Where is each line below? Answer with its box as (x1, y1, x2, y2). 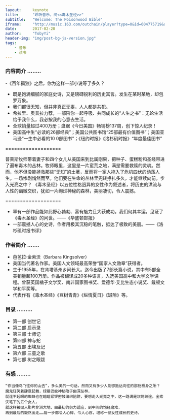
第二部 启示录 (12, 325, 41, 331)
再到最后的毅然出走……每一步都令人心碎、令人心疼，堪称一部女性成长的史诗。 (5, 410, 142, 415)
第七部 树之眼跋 (12, 357, 46, 363)
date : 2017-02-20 (5, 26, 56, 31)
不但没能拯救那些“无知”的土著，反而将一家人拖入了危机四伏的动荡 (18, 169, 156, 175)
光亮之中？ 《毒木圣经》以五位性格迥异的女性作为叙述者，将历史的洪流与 (9, 181, 162, 187)
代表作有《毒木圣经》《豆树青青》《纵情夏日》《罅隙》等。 (12, 292, 131, 298)
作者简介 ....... (5, 241, 39, 248)
